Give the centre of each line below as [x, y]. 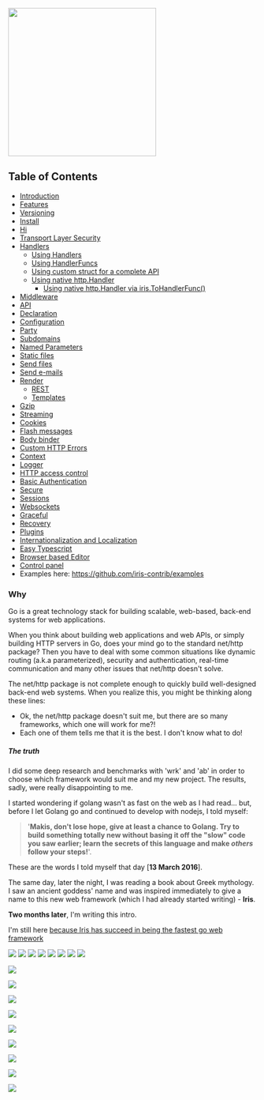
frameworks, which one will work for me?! [87, 725]
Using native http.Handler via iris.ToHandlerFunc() [125, 288]
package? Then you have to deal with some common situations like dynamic [132, 652]
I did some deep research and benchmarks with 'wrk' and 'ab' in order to [126, 771]
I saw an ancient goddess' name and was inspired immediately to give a [125, 891]
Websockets [40, 507]
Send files [36, 364]
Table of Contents [53, 177]
